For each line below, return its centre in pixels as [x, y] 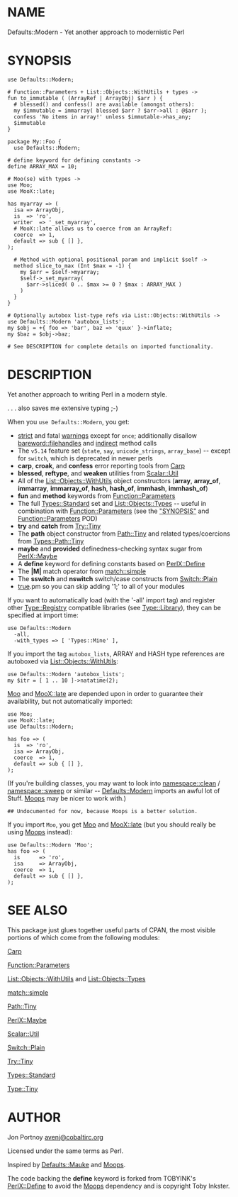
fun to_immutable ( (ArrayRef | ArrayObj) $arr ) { [85, 98]
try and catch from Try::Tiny [59, 526]
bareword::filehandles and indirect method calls [87, 443]
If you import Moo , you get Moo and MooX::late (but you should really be [112, 824]
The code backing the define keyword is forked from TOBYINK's [102, 1178]
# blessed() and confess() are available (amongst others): [104, 104]
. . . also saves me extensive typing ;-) [63, 408]
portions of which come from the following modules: [84, 937]
